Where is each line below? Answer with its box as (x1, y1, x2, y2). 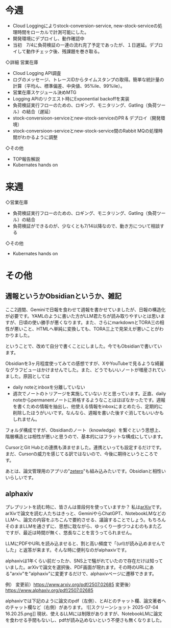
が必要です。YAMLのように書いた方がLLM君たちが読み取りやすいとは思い (5, 313, 161, 319)
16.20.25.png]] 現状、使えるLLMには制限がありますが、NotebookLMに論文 (5, 611, 162, 617)
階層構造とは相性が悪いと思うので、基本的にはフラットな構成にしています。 (5, 433, 166, 439)
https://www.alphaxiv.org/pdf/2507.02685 (5, 587, 93, 593)
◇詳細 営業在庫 (5, 59, 38, 65)
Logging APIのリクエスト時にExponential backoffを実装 (12, 95, 130, 102)
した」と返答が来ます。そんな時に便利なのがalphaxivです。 (5, 546, 130, 553)
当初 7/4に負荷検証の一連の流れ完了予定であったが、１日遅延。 (12, 42, 150, 48)
